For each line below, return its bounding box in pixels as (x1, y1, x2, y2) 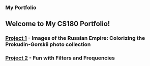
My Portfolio (5, 4, 37, 11)
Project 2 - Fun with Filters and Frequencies (5, 54, 115, 61)
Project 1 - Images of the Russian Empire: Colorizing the (5, 35, 145, 42)
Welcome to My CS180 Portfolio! (5, 20, 110, 28)
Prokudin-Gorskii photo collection (5, 41, 91, 48)
